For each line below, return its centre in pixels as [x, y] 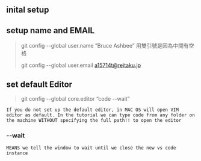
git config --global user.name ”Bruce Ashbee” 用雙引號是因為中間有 [105, 46]
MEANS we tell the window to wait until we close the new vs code [91, 148]
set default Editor [39, 84]
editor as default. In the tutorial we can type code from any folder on [101, 115]
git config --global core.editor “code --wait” [76, 99]
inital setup [28, 10]
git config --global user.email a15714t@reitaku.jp [81, 65]
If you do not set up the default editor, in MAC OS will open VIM [93, 110]
